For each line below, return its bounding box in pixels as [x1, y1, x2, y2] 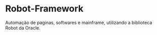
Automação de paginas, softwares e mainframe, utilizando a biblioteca [5, 19, 152, 25]
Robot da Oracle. [5, 24, 41, 30]
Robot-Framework [5, 3, 84, 14]
